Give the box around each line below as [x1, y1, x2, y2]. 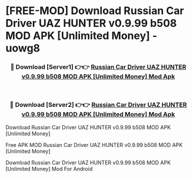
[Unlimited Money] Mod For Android [5, 165, 93, 172]
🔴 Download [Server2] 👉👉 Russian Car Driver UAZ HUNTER [9, 101, 187, 109]
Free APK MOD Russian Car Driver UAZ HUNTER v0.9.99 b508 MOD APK [5, 141, 183, 148]
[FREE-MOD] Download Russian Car [5, 4, 184, 18]
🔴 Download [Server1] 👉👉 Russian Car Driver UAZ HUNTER [10, 63, 187, 71]
